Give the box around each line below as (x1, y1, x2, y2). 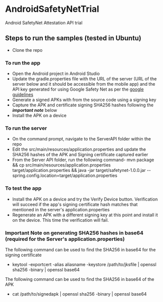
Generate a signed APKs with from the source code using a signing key (12, 97, 157, 103)
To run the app (5, 59, 41, 66)
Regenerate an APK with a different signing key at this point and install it (12, 212, 158, 218)
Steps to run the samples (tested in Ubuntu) (5, 34, 141, 42)
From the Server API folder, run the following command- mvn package (12, 157, 155, 163)
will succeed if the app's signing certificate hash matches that (12, 201, 138, 207)
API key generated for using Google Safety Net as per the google (12, 86, 144, 92)
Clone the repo (12, 47, 43, 53)
